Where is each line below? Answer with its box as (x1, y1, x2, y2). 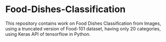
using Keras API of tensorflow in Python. (5, 31, 91, 37)
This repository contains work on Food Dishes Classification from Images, (5, 20, 161, 26)
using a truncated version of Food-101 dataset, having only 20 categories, (5, 25, 161, 31)
